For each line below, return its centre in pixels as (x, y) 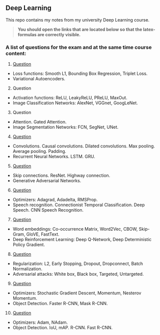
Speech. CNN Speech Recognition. (48, 210)
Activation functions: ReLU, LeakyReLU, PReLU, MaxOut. (70, 98)
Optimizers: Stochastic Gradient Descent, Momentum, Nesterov (77, 293)
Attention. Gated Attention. (40, 122)
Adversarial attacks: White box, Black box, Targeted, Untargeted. (78, 274)
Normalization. (27, 269)
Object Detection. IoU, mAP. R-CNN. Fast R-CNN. (63, 328)
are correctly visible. (59, 34)
